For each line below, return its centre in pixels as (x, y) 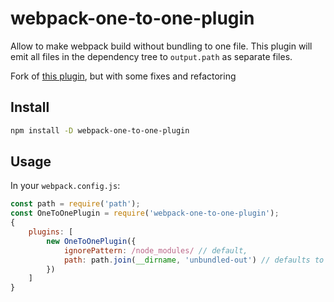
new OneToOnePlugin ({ (91, 241)
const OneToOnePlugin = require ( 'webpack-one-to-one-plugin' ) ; (145, 213)
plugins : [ (51, 232)
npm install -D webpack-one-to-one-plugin (100, 130)
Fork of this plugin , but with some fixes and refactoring (123, 76)
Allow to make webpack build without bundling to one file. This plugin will (161, 46)
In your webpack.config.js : (65, 186)
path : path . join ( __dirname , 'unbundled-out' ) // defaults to (194, 260)
